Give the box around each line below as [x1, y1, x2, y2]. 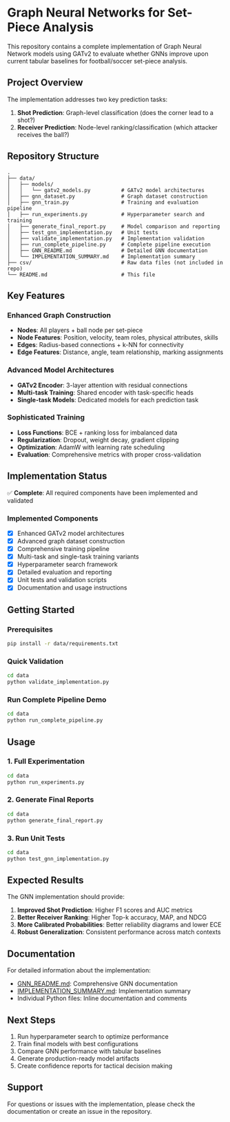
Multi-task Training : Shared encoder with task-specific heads [17, 388, 194, 397]
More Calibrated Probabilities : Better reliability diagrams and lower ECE [17, 921, 222, 929]
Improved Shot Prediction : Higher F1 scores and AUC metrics [17, 906, 193, 914]
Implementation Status [7, 470, 107, 482]
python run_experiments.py [7, 778, 85, 786]
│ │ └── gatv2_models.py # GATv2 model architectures [7, 187, 205, 194]
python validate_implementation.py [7, 678, 109, 686]
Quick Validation [7, 656, 64, 666]
